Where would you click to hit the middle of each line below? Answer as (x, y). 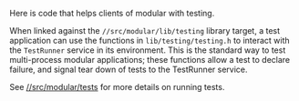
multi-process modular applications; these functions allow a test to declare (150, 60)
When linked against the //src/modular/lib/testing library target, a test (145, 30)
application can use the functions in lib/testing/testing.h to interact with (149, 40)
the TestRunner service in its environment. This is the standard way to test (148, 50)
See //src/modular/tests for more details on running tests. (117, 87)
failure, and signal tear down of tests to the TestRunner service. (129, 69)
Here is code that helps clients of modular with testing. (112, 13)
